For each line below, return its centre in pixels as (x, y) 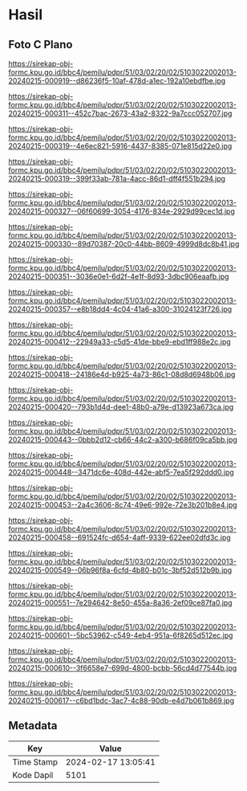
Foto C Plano (40, 45)
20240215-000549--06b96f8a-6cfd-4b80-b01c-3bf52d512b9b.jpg (120, 570)
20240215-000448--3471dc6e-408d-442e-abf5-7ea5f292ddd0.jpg (121, 472)
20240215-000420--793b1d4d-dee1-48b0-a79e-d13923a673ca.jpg (121, 407)
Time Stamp (35, 762)
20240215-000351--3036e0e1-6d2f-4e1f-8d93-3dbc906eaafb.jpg (119, 276)
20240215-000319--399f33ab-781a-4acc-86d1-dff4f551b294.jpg (117, 179)
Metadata (33, 726)
